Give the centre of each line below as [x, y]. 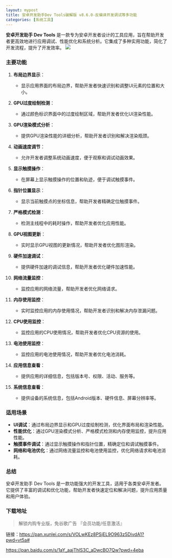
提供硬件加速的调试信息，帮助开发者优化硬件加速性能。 [79, 267]
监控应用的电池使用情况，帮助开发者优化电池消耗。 [75, 354]
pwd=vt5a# [18, 540]
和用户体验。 [19, 496]
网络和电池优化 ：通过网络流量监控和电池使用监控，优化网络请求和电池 [87, 450]
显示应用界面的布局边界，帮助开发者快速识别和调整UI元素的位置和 [90, 85]
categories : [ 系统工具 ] [29, 20]
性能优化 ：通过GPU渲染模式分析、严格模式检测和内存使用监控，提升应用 [90, 431]
